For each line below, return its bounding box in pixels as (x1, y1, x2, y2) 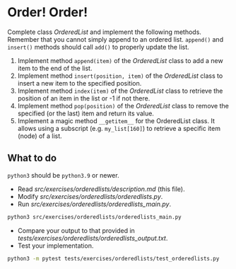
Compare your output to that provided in (17, 226, 136, 234)
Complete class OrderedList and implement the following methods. (7, 28, 201, 36)
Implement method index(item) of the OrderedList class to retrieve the (17, 86, 223, 95)
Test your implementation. (17, 241, 94, 250)
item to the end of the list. (17, 64, 93, 72)
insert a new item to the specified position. (17, 79, 142, 87)
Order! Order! (7, 4, 88, 21)
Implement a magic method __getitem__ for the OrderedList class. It (17, 116, 216, 125)
